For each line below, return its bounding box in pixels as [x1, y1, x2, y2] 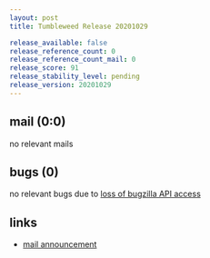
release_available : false [9, 38, 107, 47]
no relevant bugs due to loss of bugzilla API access [9, 188, 202, 200]
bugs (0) [9, 164, 59, 180]
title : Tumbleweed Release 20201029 [9, 22, 148, 31]
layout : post [9, 13, 59, 23]
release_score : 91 [9, 64, 79, 73]
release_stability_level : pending [9, 72, 141, 82]
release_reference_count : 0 [9, 46, 116, 55]
